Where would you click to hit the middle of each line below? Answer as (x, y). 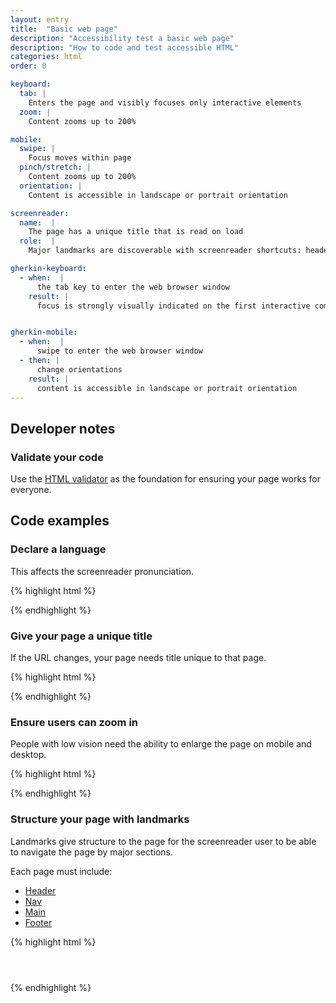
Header (40, 890)
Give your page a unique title (81, 636)
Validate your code (57, 457)
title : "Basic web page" (64, 29)
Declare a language (58, 549)
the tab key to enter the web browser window (133, 287)
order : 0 (28, 66)
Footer (38, 922)
